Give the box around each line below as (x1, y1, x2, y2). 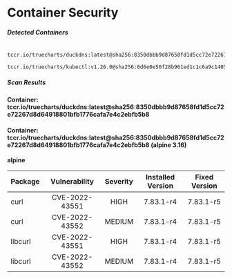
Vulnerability (50, 177, 95, 186)
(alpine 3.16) (151, 140, 187, 149)
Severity (104, 177, 133, 186)
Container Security (7, 5, 119, 21)
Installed (146, 173, 175, 182)
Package (10, 177, 40, 186)
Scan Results (7, 78, 46, 86)
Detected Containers (7, 28, 69, 36)
